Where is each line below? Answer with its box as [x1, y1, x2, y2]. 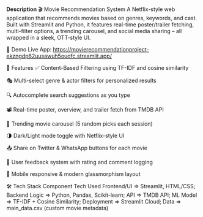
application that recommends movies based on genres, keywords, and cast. [6, 15, 197, 21]
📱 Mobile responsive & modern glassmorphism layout [6, 170, 141, 177]
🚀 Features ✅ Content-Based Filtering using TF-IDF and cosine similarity [6, 64, 189, 71]
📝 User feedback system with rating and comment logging [6, 159, 153, 166]
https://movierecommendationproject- [53, 46, 150, 53]
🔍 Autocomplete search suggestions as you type [6, 91, 130, 99]
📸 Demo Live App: [6, 46, 52, 53]
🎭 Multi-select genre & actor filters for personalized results [6, 77, 157, 84]
